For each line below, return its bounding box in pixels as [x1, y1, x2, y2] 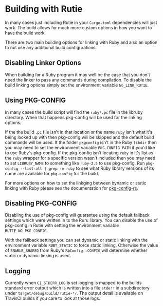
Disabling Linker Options [5, 59, 81, 67]
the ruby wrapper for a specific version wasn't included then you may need [5, 155, 156, 161]
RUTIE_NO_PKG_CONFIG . [5, 228, 48, 234]
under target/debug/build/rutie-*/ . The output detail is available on [5, 290, 144, 296]
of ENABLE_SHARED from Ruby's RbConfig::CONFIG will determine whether [5, 247, 147, 253]
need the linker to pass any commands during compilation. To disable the [5, 77, 152, 82]
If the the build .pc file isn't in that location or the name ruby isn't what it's [5, 129, 153, 135]
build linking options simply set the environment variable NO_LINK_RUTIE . [5, 82, 149, 88]
